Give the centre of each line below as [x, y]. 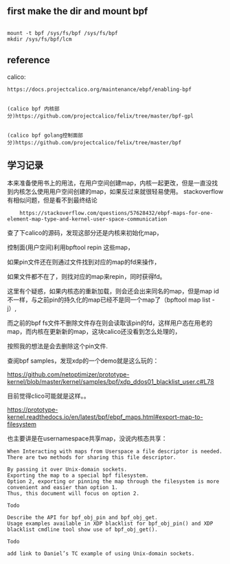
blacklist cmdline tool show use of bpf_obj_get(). [82, 530]
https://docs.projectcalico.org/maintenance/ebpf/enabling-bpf [100, 89]
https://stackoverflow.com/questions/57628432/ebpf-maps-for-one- [116, 213]
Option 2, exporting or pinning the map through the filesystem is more [113, 482]
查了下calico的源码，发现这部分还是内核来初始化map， [85, 233]
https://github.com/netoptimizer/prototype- [68, 374]
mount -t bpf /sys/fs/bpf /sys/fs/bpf [62, 33]
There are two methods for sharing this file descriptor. [92, 458]
